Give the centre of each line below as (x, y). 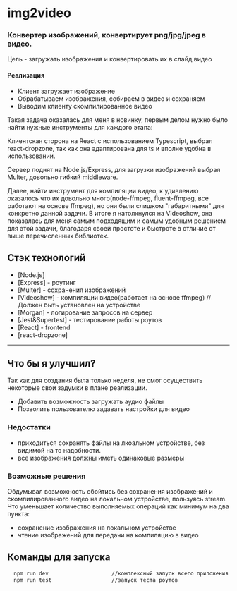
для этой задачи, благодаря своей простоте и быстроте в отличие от (112, 228)
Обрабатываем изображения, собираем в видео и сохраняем (111, 98)
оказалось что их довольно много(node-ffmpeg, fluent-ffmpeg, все (108, 198)
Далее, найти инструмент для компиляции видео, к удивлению (103, 190)
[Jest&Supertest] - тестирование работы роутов (90, 319)
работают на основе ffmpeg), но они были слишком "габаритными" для (116, 205)
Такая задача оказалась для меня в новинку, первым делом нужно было (117, 120)
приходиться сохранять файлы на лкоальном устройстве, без (111, 443)
